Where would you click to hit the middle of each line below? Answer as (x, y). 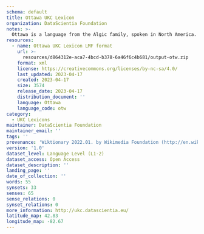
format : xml (32, 63)
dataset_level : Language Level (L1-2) (55, 154)
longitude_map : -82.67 (35, 222)
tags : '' (17, 137)
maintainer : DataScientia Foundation (54, 126)
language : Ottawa (39, 102)
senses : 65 (20, 193)
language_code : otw (42, 108)
